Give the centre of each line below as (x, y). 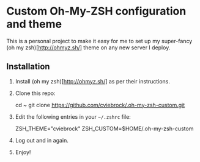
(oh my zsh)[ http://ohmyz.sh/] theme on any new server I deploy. (88, 48)
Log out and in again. (42, 140)
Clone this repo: (35, 93)
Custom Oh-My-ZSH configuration (96, 11)
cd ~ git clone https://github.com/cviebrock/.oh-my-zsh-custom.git (100, 105)
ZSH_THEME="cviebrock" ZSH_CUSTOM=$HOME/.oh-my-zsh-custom (104, 129)
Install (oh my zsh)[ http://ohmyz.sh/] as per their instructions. (92, 81)
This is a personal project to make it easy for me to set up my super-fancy (99, 41)
